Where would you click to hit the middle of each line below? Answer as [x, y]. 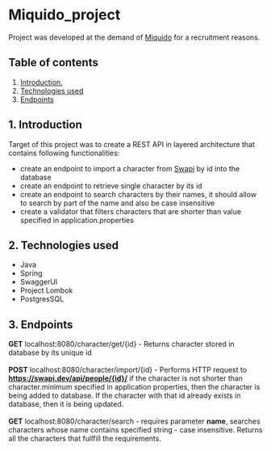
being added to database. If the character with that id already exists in [125, 396]
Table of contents [53, 63]
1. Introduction [45, 125]
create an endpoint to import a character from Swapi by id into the [130, 168]
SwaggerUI [39, 282]
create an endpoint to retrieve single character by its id [111, 185]
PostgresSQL [42, 299]
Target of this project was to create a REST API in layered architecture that [132, 144]
